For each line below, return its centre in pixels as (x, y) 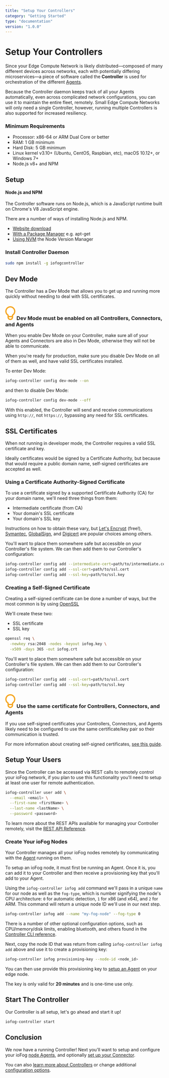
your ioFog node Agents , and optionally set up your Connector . (70, 1055)
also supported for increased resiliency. (46, 113)
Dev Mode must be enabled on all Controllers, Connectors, (89, 318)
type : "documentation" (29, 21)
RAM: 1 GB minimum (33, 142)
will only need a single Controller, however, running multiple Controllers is (81, 108)
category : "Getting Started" (36, 16)
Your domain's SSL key (36, 519)
